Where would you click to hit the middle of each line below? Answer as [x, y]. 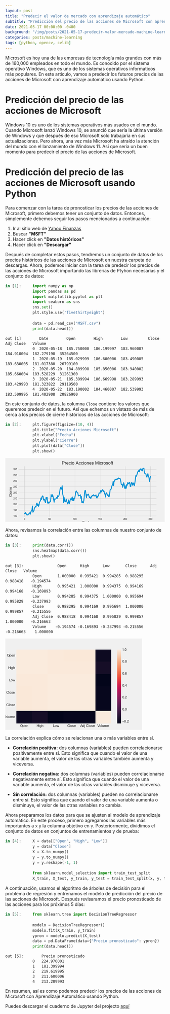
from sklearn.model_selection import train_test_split [91, 873]
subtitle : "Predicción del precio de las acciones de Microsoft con [79, 21]
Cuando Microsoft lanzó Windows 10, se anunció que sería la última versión [84, 130]
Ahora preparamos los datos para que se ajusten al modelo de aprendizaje [83, 815]
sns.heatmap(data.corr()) [59, 551]
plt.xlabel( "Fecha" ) [54, 435]
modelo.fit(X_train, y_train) [64, 930]
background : [18, 32]
